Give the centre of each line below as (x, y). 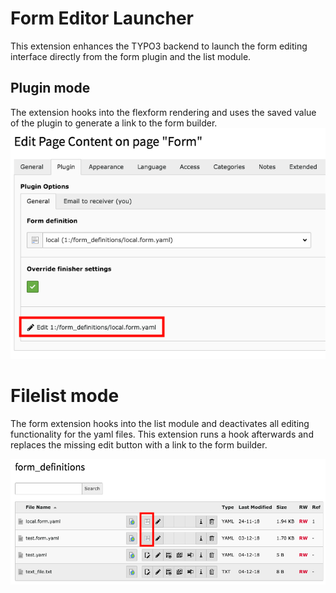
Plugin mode (50, 88)
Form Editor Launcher (102, 18)
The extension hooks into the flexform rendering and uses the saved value (163, 112)
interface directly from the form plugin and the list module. (131, 56)
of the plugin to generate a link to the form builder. (114, 123)
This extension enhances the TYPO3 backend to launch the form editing (159, 46)
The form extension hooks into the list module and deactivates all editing (160, 424)
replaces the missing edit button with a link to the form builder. (139, 445)
